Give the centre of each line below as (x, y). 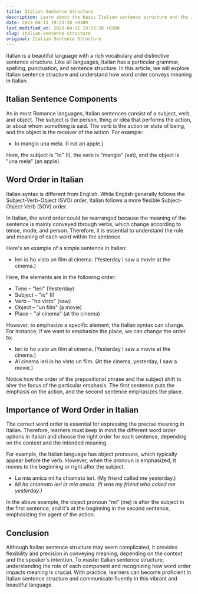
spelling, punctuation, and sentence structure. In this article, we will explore (98, 68)
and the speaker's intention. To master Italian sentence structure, (85, 560)
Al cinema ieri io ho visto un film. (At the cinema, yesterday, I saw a (96, 361)
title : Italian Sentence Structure (50, 11)
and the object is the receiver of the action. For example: (75, 132)
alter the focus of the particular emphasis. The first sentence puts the (90, 385)
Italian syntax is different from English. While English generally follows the (96, 194)
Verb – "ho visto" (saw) (43, 301)
